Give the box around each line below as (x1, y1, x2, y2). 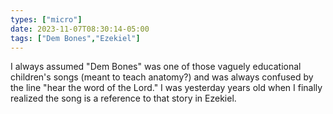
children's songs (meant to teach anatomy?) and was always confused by (10, 71, 314, 83)
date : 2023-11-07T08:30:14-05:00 (10, 24, 150, 34)
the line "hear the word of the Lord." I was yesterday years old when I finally (10, 82, 323, 94)
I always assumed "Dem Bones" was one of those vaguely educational (10, 61, 302, 73)
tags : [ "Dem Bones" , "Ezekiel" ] (10, 33, 141, 43)
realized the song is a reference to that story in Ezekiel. (10, 92, 237, 105)
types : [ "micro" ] (10, 14, 83, 25)
